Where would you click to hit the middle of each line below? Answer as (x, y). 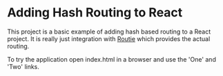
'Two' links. (23, 66)
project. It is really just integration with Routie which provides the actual (109, 38)
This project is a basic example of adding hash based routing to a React (109, 31)
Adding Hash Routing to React (95, 13)
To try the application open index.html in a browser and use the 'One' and (111, 59)
